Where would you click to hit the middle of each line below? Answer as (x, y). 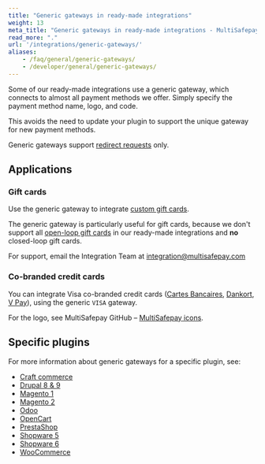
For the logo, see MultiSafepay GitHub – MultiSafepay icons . (106, 317)
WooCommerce (45, 452)
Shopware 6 (39, 444)
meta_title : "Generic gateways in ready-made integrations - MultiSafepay (134, 30)
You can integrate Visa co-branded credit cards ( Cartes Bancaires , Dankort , (131, 294)
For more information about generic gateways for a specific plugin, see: (125, 361)
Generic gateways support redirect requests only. (89, 145)
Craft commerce (46, 377)
